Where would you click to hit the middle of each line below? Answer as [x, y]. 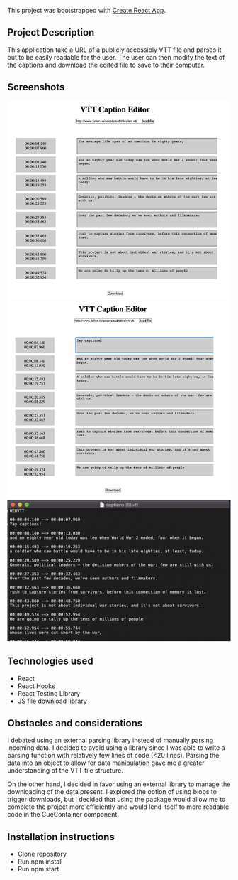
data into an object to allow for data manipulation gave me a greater [106, 763]
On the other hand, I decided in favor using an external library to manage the [119, 784]
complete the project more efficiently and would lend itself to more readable [118, 807]
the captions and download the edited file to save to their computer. [106, 65]
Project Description [51, 32]
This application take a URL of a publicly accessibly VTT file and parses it [114, 50]
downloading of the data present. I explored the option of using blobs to [112, 792]
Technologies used [50, 661]
